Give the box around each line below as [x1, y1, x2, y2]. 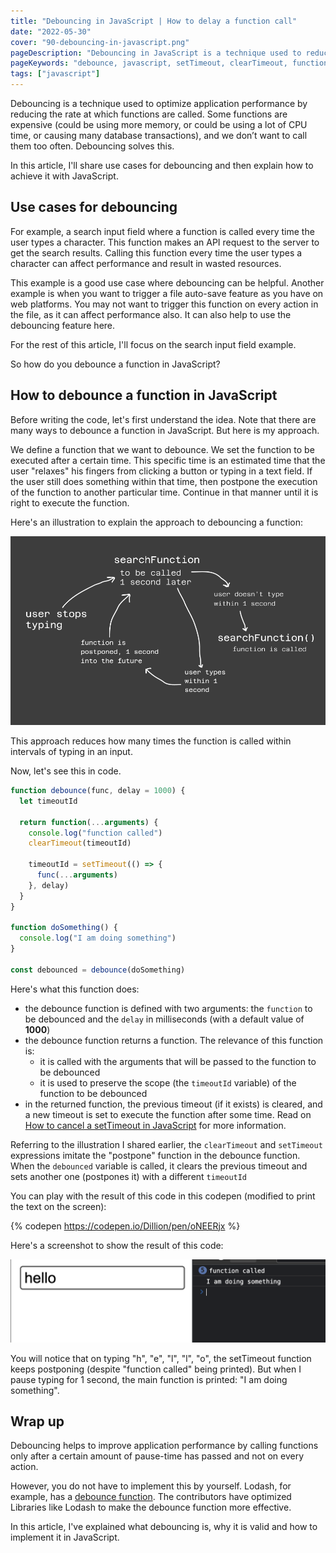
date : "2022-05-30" [10, 26, 92, 37]
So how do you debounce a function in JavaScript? [10, 358, 221, 370]
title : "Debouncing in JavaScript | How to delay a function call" [10, 16, 298, 26]
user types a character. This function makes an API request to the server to [10, 236, 320, 248]
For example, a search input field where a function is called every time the [10, 225, 315, 237]
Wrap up [10, 1413, 65, 1430]
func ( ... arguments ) [36, 870, 118, 880]
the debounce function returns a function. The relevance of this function [24, 1034, 324, 1046]
